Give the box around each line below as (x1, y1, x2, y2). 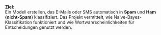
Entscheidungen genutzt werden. (5, 24, 72, 30)
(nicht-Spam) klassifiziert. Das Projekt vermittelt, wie (5, 14, 113, 20)
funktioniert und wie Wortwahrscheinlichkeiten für (33, 19, 134, 25)
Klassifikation (5, 19, 32, 25)
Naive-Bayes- (113, 14, 142, 20)
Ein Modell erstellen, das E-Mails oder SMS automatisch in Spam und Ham (5, 9, 156, 15)
